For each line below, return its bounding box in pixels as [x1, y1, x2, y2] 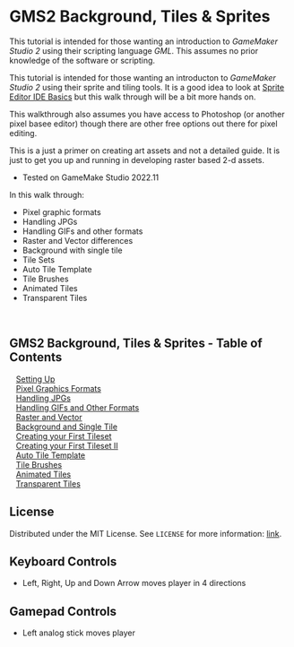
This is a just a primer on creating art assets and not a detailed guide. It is [9, 145, 281, 156]
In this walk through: [9, 189, 85, 200]
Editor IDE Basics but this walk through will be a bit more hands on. [9, 91, 256, 102]
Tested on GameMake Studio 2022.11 [22, 172, 160, 183]
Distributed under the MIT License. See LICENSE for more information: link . [9, 528, 282, 539]
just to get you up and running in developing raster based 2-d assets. [9, 154, 265, 165]
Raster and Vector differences [22, 235, 134, 246]
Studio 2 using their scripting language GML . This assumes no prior [9, 45, 258, 56]
